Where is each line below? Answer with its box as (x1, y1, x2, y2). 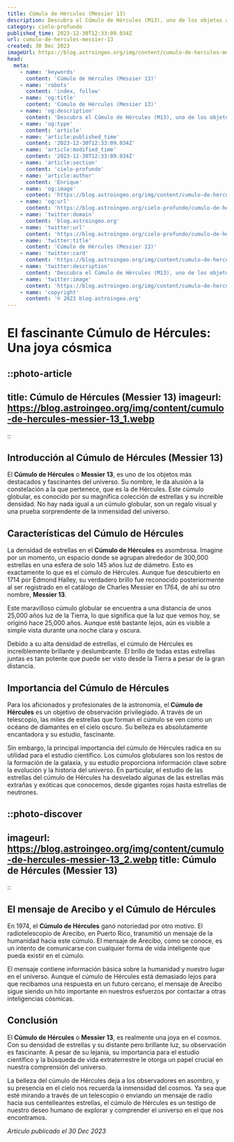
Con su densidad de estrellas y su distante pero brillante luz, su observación (7, 1040, 226, 1049)
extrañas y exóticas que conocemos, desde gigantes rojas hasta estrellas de (7, 780, 227, 789)
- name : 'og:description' (19, 107, 95, 114)
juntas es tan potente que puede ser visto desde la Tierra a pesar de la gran (7, 654, 225, 663)
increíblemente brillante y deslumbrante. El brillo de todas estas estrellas (7, 647, 216, 656)
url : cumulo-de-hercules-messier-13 (7, 36, 114, 43)
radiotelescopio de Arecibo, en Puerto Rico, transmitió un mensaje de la (7, 929, 213, 937)
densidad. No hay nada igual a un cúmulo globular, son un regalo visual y (7, 500, 217, 509)
